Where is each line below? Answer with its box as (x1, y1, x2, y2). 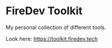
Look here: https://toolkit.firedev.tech (5, 35, 98, 42)
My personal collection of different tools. (5, 24, 107, 31)
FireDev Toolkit (5, 4, 82, 18)
